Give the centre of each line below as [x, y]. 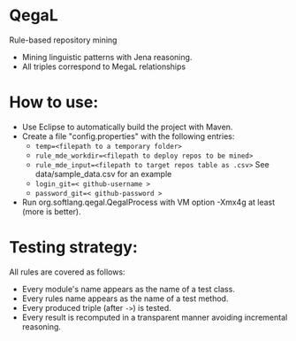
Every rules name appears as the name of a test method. [125, 298]
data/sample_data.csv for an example [103, 174]
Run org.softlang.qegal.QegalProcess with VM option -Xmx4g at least [148, 202]
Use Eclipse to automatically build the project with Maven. [127, 127]
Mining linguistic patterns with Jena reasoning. [107, 57]
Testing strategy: [74, 248]
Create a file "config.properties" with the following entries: [128, 136]
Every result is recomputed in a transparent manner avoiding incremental [155, 317]
